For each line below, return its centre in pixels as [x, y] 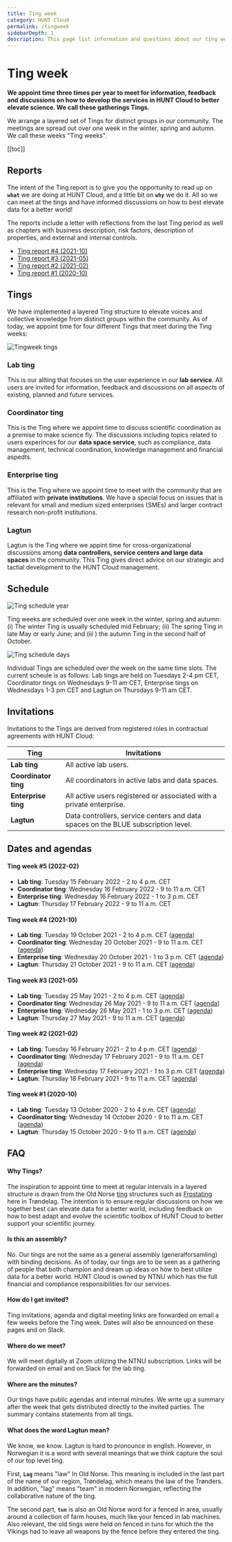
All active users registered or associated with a [141, 795]
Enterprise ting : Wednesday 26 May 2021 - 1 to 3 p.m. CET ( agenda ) [115, 1010]
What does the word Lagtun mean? [58, 1430]
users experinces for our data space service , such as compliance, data [109, 442]
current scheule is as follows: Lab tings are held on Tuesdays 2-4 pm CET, [113, 675]
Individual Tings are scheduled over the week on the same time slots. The [112, 668]
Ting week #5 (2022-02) [43, 867]
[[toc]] [16, 149]
